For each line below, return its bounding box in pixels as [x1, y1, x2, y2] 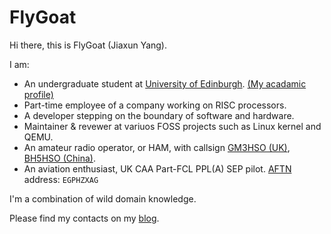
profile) [23, 88, 54, 100]
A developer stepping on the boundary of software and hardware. [23, 109, 295, 121]
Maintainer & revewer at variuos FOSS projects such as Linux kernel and [23, 120, 322, 132]
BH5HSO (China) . [23, 152, 96, 164]
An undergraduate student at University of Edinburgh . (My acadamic [23, 77, 307, 90]
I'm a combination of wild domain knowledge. [9, 192, 197, 205]
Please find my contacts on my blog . [9, 212, 160, 224]
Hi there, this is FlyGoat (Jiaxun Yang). [9, 39, 168, 51]
